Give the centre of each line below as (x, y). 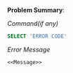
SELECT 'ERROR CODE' (38, 36)
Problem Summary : (36, 10)
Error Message (29, 49)
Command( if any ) (33, 23)
